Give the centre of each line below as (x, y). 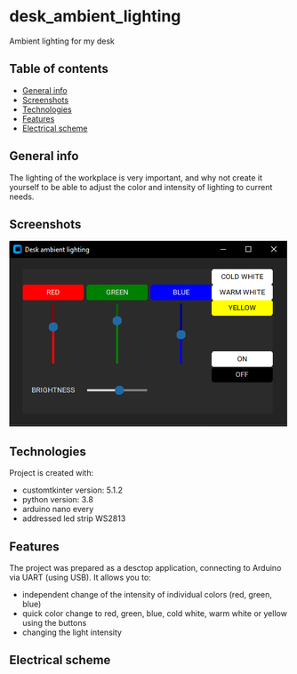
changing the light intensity (72, 632)
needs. (22, 197)
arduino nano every (58, 510)
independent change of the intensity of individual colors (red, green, (147, 594)
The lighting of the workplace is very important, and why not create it (136, 177)
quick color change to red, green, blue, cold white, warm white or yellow (154, 614)
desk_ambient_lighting (95, 16)
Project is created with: (52, 473)
